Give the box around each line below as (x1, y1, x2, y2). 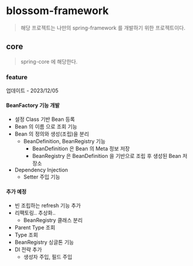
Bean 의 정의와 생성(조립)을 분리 (14, 130, 89, 137)
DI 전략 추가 (14, 246, 42, 253)
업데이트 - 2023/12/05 (6, 87, 59, 95)
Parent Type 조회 (14, 224, 56, 231)
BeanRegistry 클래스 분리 (23, 217, 83, 224)
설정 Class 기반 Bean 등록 (14, 116, 75, 123)
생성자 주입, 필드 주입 (23, 254, 72, 261)
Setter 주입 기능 (23, 173, 61, 180)
